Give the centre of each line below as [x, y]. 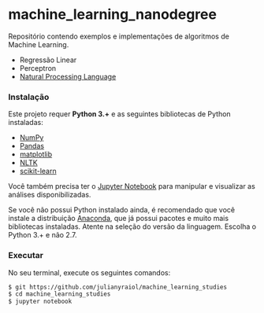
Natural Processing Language [68, 76]
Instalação [29, 97]
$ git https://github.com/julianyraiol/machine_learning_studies [117, 287]
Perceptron [38, 68]
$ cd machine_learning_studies [59, 294]
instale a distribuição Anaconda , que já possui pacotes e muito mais [119, 219]
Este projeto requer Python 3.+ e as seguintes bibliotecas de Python [119, 114]
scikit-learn [38, 171]
